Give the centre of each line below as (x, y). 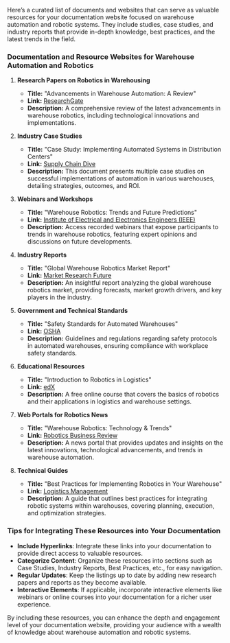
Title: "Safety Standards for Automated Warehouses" (103, 324)
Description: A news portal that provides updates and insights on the (125, 443)
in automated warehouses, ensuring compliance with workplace (118, 346)
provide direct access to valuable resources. (80, 553)
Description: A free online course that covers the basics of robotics (123, 395)
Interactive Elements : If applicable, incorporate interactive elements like (119, 589)
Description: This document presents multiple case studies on (116, 172)
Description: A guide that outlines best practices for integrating (117, 499)
